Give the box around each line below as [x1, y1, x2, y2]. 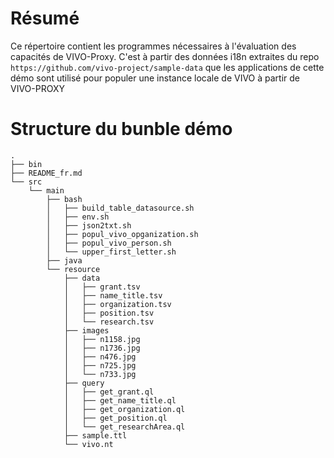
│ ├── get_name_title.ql [63, 395, 177, 406]
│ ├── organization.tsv [63, 299, 172, 309]
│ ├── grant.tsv [63, 282, 141, 292]
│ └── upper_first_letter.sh [46, 247, 177, 257]
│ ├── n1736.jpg [63, 343, 141, 353]
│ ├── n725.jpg [63, 360, 137, 371]
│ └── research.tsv [63, 317, 155, 327]
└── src [10, 177, 43, 187]
